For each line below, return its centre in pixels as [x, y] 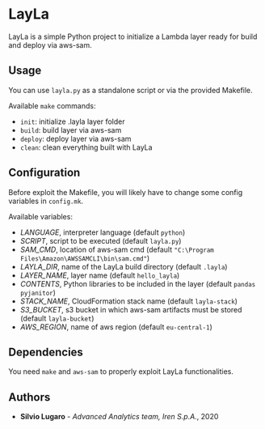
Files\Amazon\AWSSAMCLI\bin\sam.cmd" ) [85, 258]
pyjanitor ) [38, 292]
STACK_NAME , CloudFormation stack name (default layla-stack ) [129, 301]
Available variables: [40, 216]
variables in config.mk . [46, 201]
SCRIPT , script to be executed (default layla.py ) [101, 240]
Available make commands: [52, 105]
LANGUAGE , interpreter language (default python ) [103, 232]
